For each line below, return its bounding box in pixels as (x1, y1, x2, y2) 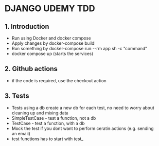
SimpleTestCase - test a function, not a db (11, 115, 96, 121)
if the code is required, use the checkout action (11, 77, 106, 83)
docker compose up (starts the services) (11, 51, 93, 56)
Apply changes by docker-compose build (11, 40, 95, 46)
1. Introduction (4, 22, 49, 31)
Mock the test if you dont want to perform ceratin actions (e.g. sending (11, 125, 154, 131)
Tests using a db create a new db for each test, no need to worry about (11, 105, 154, 110)
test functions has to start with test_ (11, 136, 84, 142)
